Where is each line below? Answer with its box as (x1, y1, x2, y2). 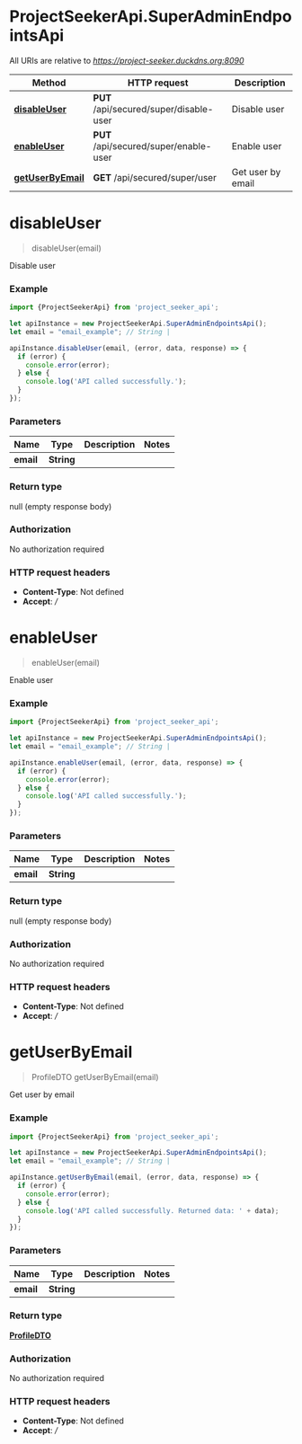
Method (31, 76, 67, 89)
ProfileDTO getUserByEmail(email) (31, 1072, 159, 1083)
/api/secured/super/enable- (93, 139, 212, 152)
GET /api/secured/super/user (93, 171, 218, 183)
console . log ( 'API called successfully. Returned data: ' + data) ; (25, 1206, 280, 1215)
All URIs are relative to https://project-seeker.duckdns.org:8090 (9, 55, 244, 66)
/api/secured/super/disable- (93, 102, 214, 115)
